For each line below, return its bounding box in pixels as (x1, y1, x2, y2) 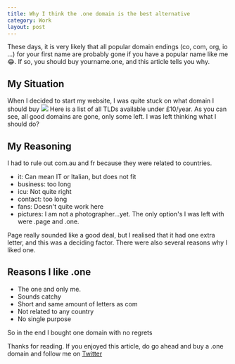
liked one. (7, 246, 36, 254)
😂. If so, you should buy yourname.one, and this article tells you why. (7, 58, 210, 66)
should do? (7, 120, 40, 129)
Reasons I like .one (7, 266, 91, 278)
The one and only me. (17, 285, 82, 293)
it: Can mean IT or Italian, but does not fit (17, 173, 136, 181)
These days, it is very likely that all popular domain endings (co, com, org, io (7, 43, 228, 51)
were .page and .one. (17, 217, 80, 226)
